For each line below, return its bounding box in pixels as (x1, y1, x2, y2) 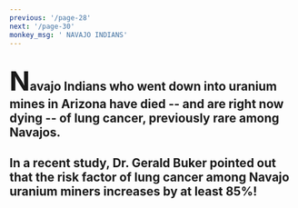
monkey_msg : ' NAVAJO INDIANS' (9, 30, 128, 39)
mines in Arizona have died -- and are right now (9, 96, 284, 112)
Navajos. (9, 124, 61, 140)
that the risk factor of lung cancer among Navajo (9, 170, 290, 185)
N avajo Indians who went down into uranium (9, 64, 277, 97)
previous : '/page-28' (9, 13, 92, 23)
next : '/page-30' (9, 22, 75, 31)
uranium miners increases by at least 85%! (9, 183, 257, 200)
